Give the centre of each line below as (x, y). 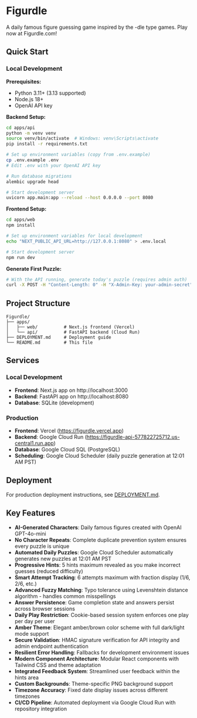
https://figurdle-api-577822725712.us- (133, 437)
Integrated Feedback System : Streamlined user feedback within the (97, 671)
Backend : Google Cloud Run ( (50, 437)
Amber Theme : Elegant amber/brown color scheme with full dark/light (99, 627)
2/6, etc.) (26, 583)
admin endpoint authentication (52, 646)
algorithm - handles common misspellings (65, 596)
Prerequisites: (24, 81)
